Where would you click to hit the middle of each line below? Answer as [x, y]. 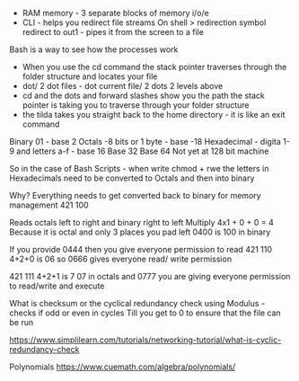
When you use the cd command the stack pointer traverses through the [154, 67]
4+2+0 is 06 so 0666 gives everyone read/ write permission [120, 259]
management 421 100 [49, 205]
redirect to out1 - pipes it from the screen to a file [113, 32]
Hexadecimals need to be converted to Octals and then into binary [132, 178]
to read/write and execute [57, 286]
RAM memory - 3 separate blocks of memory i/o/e [115, 13]
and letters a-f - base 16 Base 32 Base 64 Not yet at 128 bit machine [143, 151]
